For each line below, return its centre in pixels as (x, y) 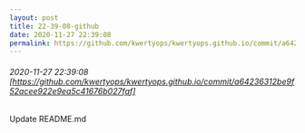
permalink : (30, 43)
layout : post (34, 18)
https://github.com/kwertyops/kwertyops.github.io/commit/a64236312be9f (153, 81)
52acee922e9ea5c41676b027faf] (73, 90)
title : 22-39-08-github (54, 26)
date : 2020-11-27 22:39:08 (60, 34)
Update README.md (48, 119)
